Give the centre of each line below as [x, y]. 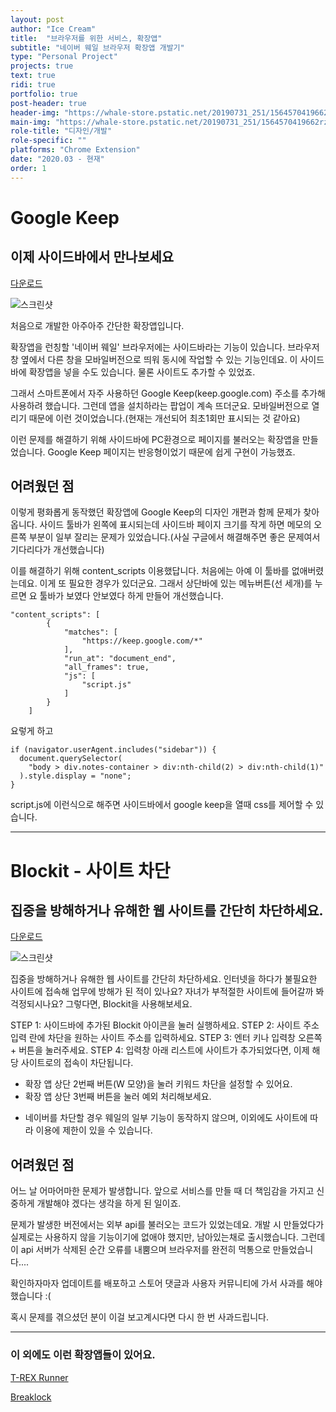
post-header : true [48, 103]
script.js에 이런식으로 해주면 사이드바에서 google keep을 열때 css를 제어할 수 [162, 805]
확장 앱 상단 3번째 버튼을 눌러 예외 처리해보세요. [118, 1097]
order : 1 [28, 168]
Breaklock [31, 1397]
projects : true [42, 66]
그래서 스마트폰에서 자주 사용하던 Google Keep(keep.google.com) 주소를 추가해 [168, 393]
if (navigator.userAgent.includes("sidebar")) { [113, 750]
